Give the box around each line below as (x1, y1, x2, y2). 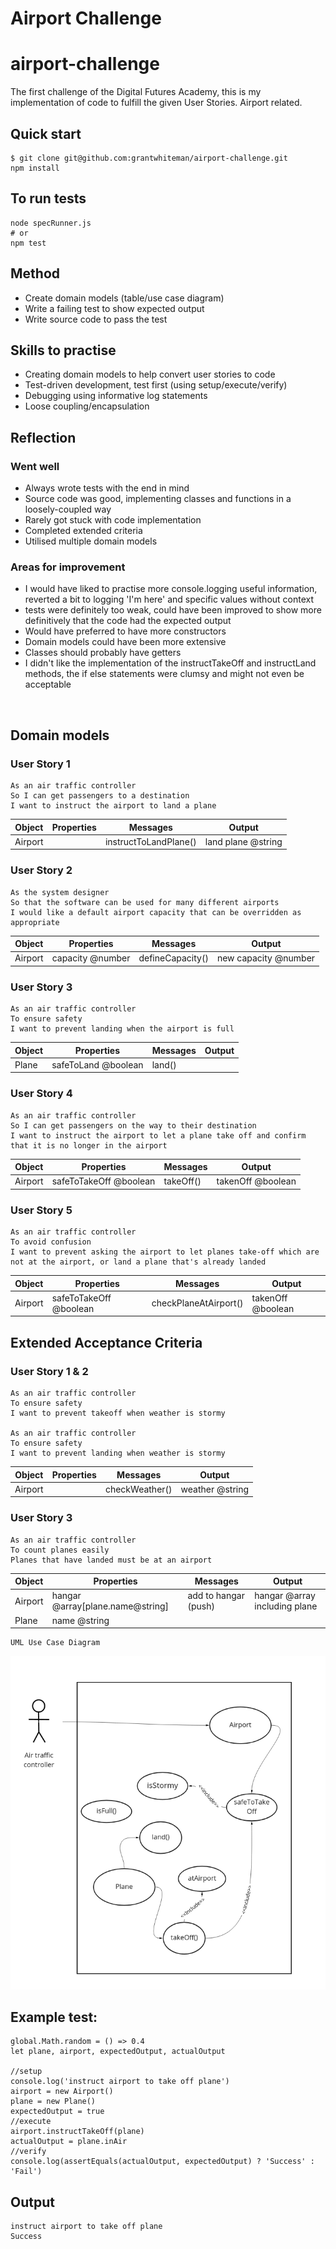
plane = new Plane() (10, 2097, 97, 2107)
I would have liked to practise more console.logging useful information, (24, 583, 318, 595)
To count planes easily (10, 1545, 110, 1555)
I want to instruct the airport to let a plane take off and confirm (10, 1130, 307, 1141)
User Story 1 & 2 (10, 1364, 89, 1378)
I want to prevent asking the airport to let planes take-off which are (10, 1247, 320, 1257)
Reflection (10, 429, 77, 446)
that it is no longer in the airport (10, 1140, 168, 1151)
